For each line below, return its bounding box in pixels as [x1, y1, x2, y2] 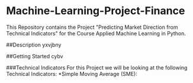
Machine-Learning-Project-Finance [6, 4, 185, 18]
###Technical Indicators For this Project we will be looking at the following [6, 64, 188, 71]
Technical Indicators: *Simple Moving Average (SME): [6, 70, 137, 77]
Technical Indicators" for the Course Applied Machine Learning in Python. [6, 29, 186, 36]
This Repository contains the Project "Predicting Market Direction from [6, 24, 179, 31]
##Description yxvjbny [6, 41, 62, 48]
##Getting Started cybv [6, 52, 63, 59]
